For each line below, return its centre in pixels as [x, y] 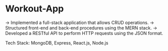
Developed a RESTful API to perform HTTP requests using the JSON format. [84, 33]
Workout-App [35, 9]
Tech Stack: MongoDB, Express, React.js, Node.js [57, 42]
